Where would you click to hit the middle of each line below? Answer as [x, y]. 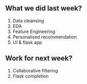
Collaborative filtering [35, 70]
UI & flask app [27, 42]
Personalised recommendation [45, 37]
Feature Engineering [34, 31]
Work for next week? [39, 58]
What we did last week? [44, 8]
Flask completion [31, 76]
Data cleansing [28, 20]
